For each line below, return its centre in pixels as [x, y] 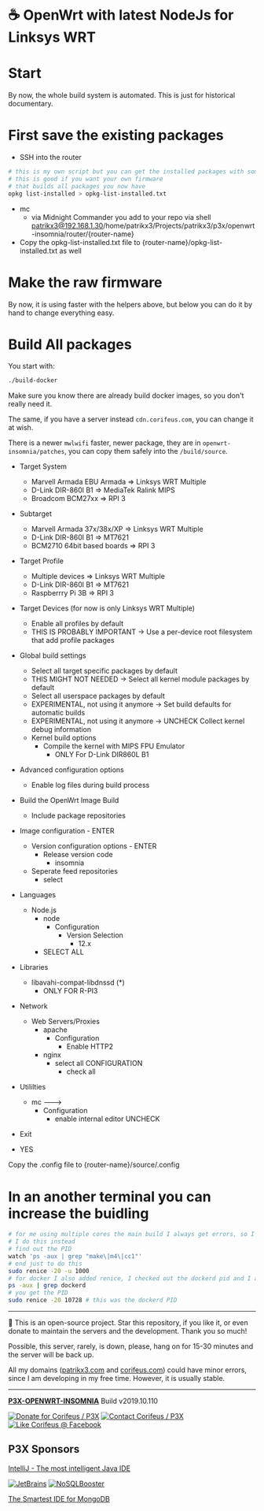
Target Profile [42, 561]
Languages [38, 895]
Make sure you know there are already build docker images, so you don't [126, 395]
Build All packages [70, 344]
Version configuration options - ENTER [94, 846]
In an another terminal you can [110, 1196]
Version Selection [95, 935]
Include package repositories [78, 815]
